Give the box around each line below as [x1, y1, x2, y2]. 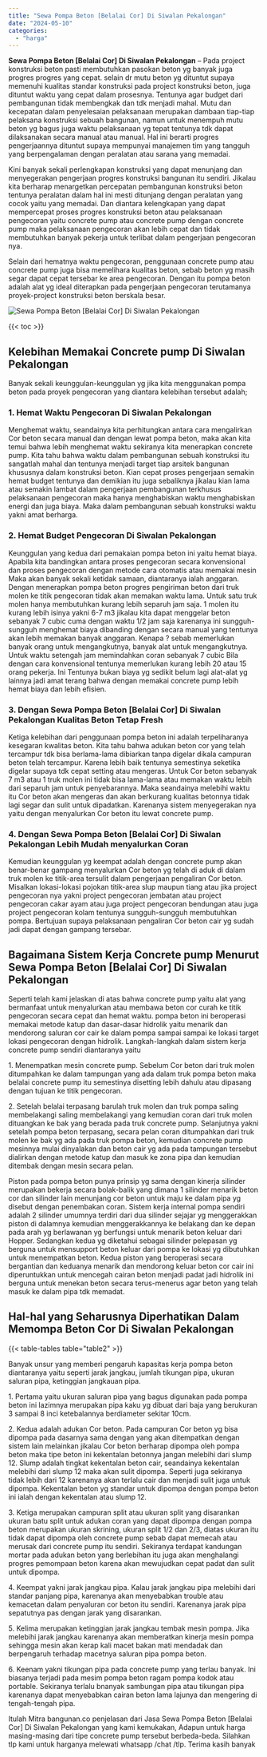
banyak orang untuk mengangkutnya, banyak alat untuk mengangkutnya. [8, 641, 249, 651]
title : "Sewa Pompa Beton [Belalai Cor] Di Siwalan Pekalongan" [8, 11, 226, 20]
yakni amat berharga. [8, 510, 78, 520]
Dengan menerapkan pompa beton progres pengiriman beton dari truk [8, 582, 240, 592]
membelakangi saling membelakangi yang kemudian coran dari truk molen [8, 1110, 253, 1120]
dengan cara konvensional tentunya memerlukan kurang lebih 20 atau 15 [8, 659, 247, 668]
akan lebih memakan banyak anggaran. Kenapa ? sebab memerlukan [8, 633, 235, 643]
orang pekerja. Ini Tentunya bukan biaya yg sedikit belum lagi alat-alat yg [8, 667, 249, 676]
